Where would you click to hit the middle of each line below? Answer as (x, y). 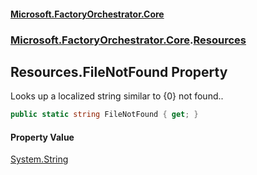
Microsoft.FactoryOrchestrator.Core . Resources (128, 40)
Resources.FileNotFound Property (119, 71)
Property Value (42, 137)
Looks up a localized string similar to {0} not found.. (117, 96)
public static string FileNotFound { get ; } (104, 115)
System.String (39, 159)
